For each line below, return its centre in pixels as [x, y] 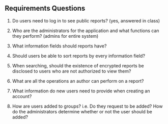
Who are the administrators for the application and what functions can [86, 31]
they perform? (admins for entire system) [55, 36]
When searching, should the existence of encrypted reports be [78, 65]
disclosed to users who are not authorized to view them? [72, 71]
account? [22, 96]
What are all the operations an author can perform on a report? [78, 81]
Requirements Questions [45, 8]
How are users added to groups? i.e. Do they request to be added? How [87, 106]
